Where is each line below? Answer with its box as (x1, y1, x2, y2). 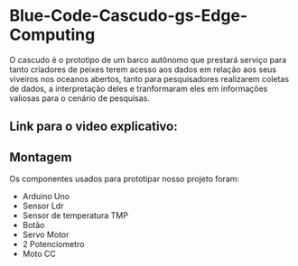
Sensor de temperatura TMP (22, 210, 129, 221)
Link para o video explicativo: (9, 119, 178, 134)
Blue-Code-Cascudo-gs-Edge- (9, 5, 248, 26)
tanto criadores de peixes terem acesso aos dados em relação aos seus (9, 64, 277, 75)
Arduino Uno (22, 191, 70, 202)
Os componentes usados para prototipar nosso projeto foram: (9, 173, 240, 185)
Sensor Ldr (22, 200, 64, 212)
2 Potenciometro (22, 239, 85, 250)
